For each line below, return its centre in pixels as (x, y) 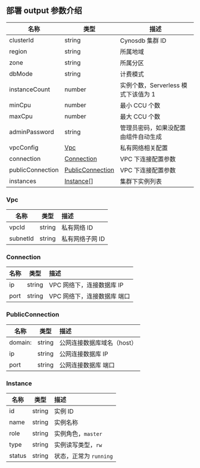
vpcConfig (24, 147)
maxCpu (21, 116)
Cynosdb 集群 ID (143, 41)
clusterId (21, 40)
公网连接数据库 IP (84, 354)
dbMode (21, 73)
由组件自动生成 (141, 137)
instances (23, 181)
